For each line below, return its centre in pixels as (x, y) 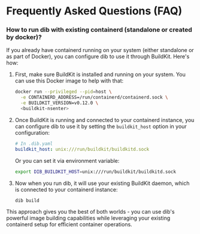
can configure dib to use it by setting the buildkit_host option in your (101, 126)
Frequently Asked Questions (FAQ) (94, 11)
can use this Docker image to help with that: (69, 81)
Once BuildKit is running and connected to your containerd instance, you (104, 120)
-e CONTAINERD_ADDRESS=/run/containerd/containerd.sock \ (94, 98)
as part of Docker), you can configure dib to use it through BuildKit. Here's (98, 57)
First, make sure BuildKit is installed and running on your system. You (100, 75)
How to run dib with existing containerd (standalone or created (99, 30)
